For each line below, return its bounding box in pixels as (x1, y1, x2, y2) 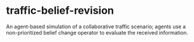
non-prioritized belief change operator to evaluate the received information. (6, 29, 188, 36)
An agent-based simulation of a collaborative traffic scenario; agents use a (6, 23, 186, 30)
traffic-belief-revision (6, 4, 115, 17)
